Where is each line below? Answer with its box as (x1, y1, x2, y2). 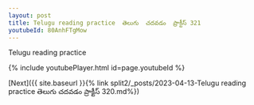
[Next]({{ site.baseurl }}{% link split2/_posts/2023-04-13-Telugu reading (8, 78, 247, 88)
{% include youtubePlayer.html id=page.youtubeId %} (8, 63, 186, 73)
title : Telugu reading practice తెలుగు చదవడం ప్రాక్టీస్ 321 (8, 19, 201, 27)
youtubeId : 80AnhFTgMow (8, 26, 88, 34)
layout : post (8, 11, 52, 20)
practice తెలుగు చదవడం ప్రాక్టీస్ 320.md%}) (8, 87, 139, 96)
